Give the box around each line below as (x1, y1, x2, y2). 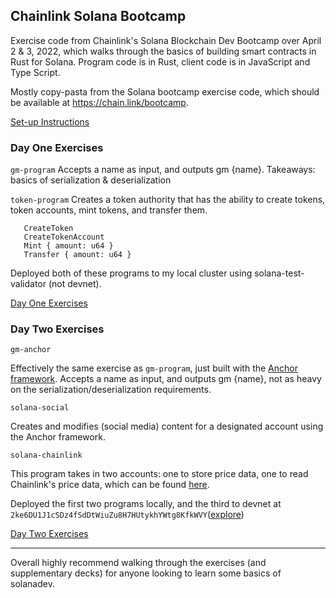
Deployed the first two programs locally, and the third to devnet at (10, 498, 282, 510)
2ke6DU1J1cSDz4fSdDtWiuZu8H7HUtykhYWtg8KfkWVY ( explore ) (10, 509, 245, 521)
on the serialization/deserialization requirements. (10, 384, 212, 396)
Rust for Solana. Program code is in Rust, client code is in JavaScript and (10, 55, 311, 68)
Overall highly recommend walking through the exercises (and (10, 557, 267, 569)
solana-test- (254, 267, 305, 279)
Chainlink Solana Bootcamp (10, 8, 187, 25)
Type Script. (10, 66, 61, 78)
